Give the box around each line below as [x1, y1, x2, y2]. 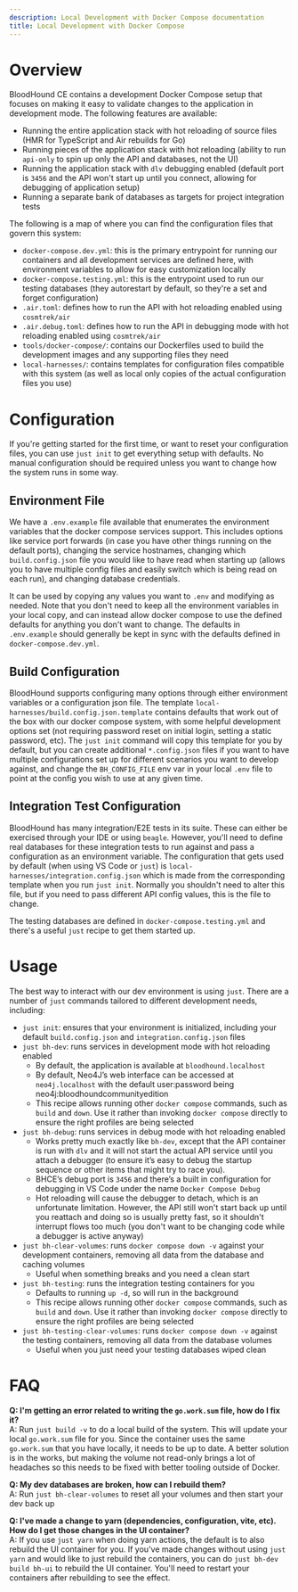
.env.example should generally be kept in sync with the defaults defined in [9, 629, 281, 639]
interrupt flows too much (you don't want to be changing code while [35, 1221, 286, 1232]
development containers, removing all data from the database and [21, 1250, 264, 1260]
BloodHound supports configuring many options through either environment [9, 688, 288, 698]
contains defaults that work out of [154, 706, 278, 717]
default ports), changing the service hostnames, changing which [9, 545, 246, 556]
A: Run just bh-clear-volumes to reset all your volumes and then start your [9, 1489, 284, 1499]
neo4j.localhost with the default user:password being [35, 1078, 235, 1089]
